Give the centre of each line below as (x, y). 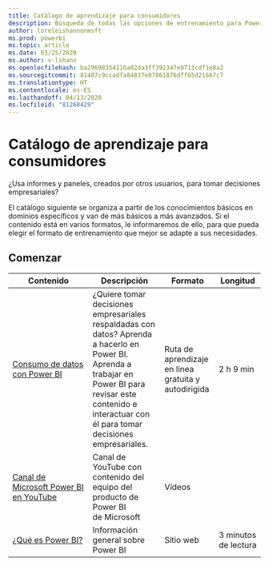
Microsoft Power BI (48, 487)
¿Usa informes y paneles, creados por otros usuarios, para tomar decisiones (134, 184)
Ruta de (179, 349)
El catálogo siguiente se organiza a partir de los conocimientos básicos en (131, 208)
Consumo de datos (48, 364)
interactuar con (121, 414)
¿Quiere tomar (119, 294)
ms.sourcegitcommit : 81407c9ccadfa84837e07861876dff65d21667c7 (116, 75)
